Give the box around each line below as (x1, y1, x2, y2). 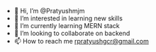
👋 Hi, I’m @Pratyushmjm (13, 7, 85, 15)
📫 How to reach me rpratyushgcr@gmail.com (13, 37, 149, 45)
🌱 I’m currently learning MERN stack (13, 22, 120, 30)
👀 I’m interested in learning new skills (13, 14, 123, 22)
